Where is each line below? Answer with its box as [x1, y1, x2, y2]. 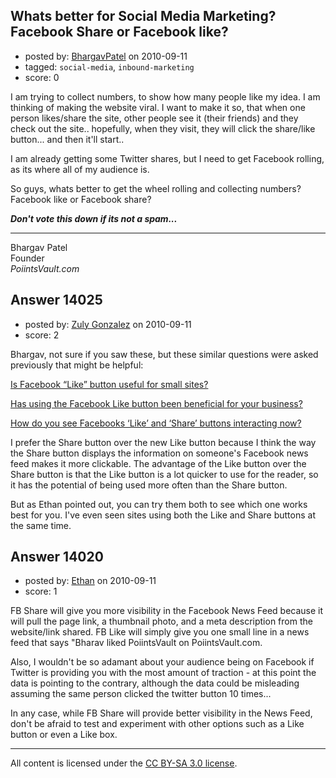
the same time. [10, 519, 72, 531]
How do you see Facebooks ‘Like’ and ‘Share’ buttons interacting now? [10, 417, 302, 429]
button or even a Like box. [10, 729, 118, 741]
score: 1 [24, 585, 58, 598]
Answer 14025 [10, 292, 103, 309]
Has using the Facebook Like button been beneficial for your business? [10, 397, 303, 409]
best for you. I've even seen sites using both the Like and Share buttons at [10, 509, 316, 521]
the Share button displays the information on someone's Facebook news [10, 447, 309, 459]
